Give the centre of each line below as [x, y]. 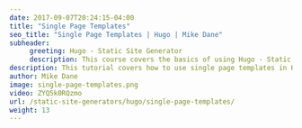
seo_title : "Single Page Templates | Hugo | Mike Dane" [116, 34]
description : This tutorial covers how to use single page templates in [148, 69]
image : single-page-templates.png [74, 85]
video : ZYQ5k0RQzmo [46, 93]
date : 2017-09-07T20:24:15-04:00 [72, 18]
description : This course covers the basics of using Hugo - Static [160, 59]
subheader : [30, 43]
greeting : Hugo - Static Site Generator [106, 51]
